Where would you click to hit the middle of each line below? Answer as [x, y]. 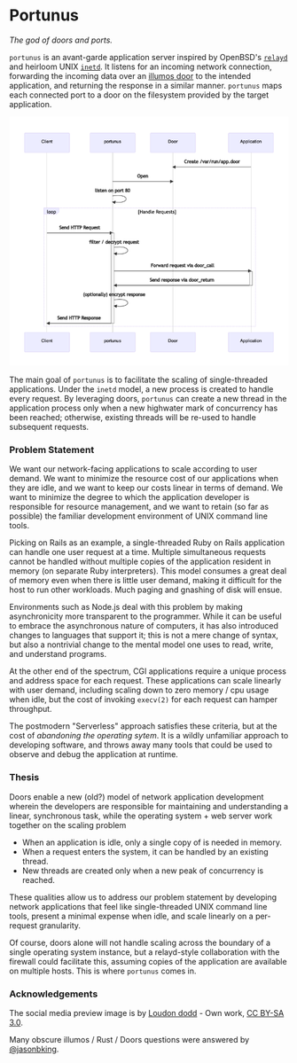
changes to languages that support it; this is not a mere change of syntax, [144, 636]
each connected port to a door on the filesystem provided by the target [139, 95]
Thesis [24, 778]
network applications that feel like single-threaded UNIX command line [138, 906]
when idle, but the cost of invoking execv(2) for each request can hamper [143, 700]
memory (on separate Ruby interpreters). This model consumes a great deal [148, 571]
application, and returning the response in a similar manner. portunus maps [146, 85]
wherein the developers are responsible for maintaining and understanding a [149, 806]
